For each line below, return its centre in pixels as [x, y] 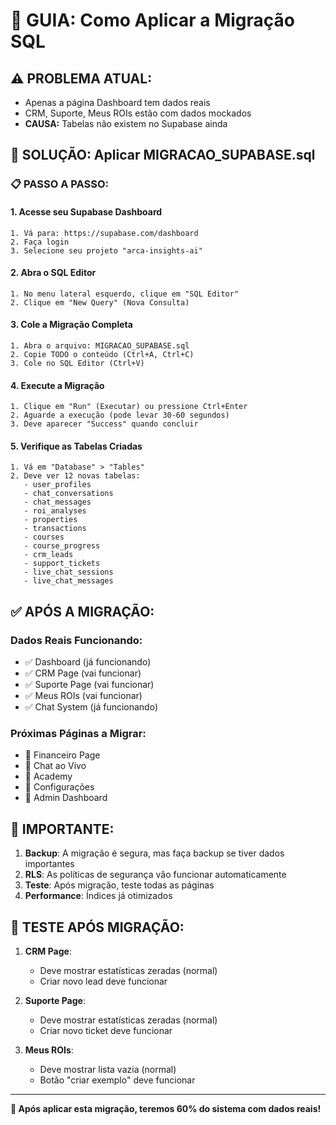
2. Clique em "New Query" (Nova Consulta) [100, 302]
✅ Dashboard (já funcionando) [88, 662]
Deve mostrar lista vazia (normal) [108, 1069]
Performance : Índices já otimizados [98, 896]
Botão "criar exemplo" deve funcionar [117, 1080]
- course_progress [62, 546]
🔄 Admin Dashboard [66, 798]
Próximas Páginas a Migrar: [78, 733]
